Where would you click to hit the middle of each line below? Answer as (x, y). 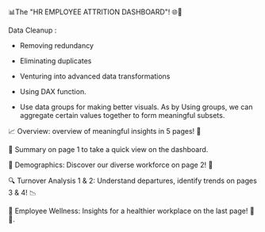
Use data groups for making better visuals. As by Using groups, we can (136, 107)
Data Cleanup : (33, 30)
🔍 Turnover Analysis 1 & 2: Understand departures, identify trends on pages (133, 181)
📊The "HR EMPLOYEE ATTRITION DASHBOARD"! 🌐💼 (95, 12)
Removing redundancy (56, 46)
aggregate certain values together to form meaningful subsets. (122, 115)
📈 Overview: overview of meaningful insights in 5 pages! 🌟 (105, 131)
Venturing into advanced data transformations (95, 76)
